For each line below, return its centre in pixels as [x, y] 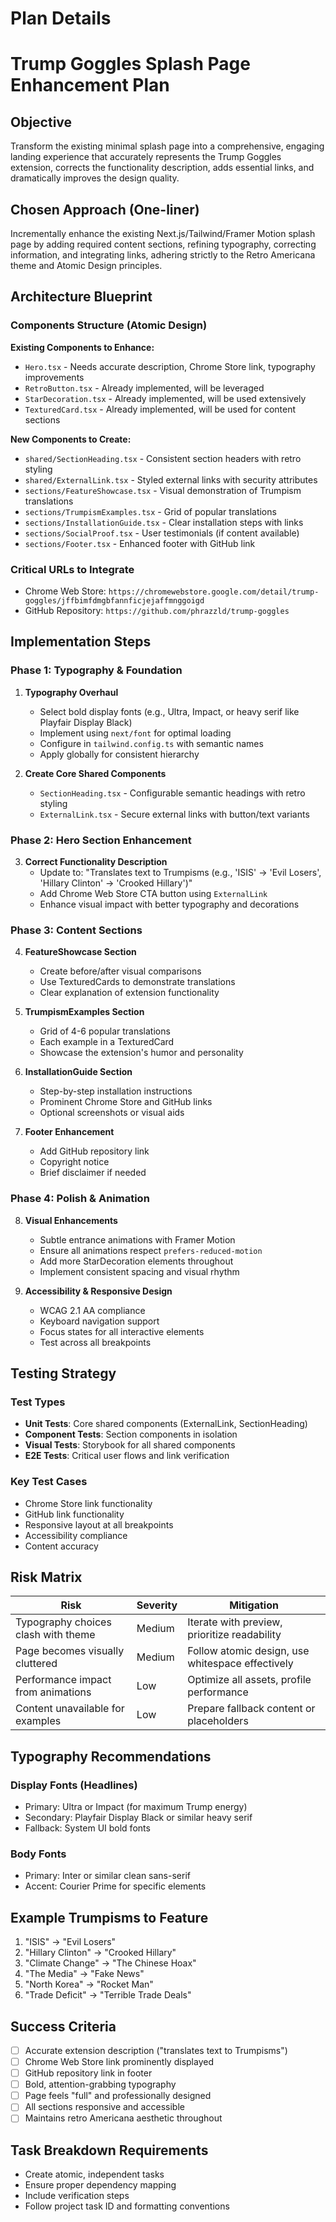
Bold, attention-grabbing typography [100, 2084]
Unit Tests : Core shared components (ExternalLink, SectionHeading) [166, 1424]
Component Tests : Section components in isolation [131, 1434]
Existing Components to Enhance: [82, 347]
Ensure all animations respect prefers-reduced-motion [151, 1250]
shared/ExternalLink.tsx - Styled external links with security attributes [171, 479]
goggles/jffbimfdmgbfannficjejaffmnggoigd [114, 600]
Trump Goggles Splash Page [130, 64]
